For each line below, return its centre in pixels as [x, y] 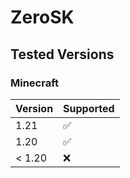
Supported [89, 108]
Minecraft [35, 83]
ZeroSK [42, 17]
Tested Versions [62, 54]
